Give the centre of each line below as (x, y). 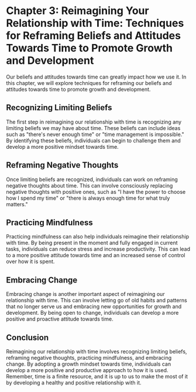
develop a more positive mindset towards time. (62, 146)
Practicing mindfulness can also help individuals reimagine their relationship (97, 237)
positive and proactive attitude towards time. (60, 319)
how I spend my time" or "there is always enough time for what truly (88, 198)
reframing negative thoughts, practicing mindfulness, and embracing (89, 358)
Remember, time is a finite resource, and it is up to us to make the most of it (97, 376)
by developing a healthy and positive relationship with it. (74, 383)
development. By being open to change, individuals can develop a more (92, 313)
